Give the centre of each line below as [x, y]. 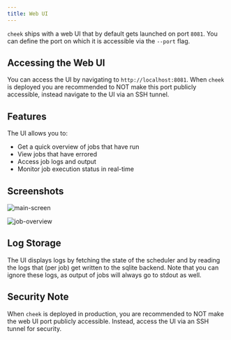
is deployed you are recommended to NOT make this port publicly [102, 87]
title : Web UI [28, 14]
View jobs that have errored [57, 154]
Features [27, 116]
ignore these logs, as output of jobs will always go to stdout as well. [104, 275]
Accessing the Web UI [56, 63]
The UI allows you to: [38, 133]
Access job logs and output [57, 162]
